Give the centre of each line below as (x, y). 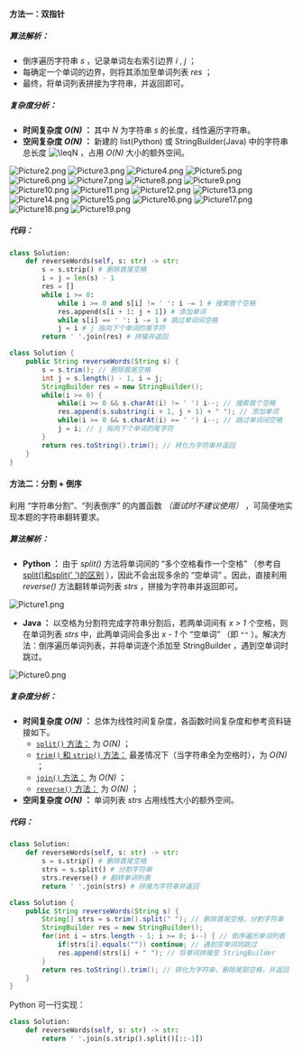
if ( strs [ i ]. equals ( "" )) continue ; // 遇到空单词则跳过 (157, 945)
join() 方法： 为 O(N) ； (81, 777)
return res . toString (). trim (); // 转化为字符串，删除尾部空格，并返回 (165, 970)
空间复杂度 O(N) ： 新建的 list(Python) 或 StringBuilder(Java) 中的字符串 (155, 141)
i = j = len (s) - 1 (78, 278)
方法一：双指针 (37, 14)
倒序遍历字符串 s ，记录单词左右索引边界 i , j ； (109, 60)
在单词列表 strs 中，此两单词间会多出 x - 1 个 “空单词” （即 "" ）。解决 (151, 634)
